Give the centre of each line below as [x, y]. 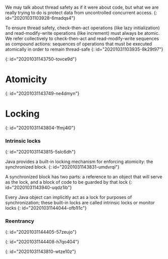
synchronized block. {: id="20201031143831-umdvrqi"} [62, 167]
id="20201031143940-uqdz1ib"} [39, 188]
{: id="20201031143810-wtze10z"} [41, 251]
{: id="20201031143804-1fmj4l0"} [40, 128]
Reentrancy [20, 221]
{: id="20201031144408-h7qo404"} [42, 242]
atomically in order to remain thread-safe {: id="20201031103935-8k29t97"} [84, 49]
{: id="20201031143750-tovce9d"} [41, 59]
